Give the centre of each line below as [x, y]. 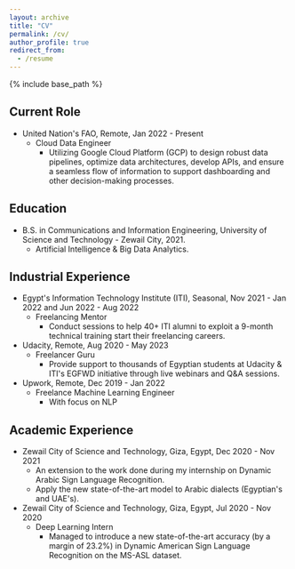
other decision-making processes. [112, 180]
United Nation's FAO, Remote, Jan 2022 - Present [113, 133]
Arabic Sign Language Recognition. [100, 480]
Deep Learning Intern [74, 527]
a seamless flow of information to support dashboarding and [159, 171]
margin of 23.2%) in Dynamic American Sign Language [149, 546]
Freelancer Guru [65, 355]
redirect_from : [37, 51]
